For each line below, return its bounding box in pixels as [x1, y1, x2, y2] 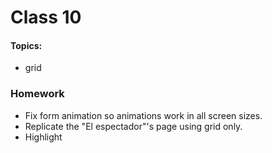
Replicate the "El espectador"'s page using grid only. [24, 120, 243, 132]
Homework [10, 87, 65, 101]
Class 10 [10, 6, 82, 29]
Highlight [24, 131, 63, 143]
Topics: [10, 39, 43, 51]
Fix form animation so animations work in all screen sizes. [24, 109, 263, 121]
